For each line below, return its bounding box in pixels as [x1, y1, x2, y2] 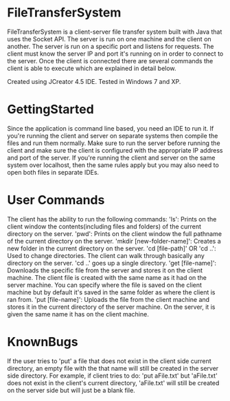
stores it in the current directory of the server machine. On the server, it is [7, 303, 216, 311]
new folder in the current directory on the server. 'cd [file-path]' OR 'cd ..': [7, 244, 216, 252]
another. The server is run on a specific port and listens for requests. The [7, 42, 214, 50]
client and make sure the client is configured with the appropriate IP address [7, 146, 223, 154]
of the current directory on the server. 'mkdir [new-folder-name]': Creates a [7, 237, 221, 245]
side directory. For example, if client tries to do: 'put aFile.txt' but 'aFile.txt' [7, 371, 218, 380]
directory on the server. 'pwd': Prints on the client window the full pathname [7, 229, 222, 238]
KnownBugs [7, 334, 78, 349]
